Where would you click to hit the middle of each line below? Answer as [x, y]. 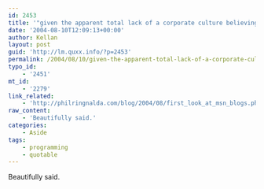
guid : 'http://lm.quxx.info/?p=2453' [70, 52]
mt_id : [19, 81]
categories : [27, 125]
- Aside [35, 132]
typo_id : [22, 67]
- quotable [40, 154]
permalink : [26, 60]
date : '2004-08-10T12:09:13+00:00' [66, 30]
